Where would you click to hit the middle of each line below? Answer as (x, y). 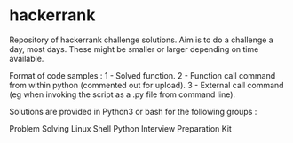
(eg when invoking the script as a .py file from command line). (123, 94)
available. (27, 58)
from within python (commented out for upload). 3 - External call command (146, 85)
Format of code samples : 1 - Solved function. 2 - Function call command (143, 75)
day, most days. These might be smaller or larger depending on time (134, 49)
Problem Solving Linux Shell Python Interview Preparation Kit (121, 128)
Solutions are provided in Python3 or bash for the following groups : (133, 111)
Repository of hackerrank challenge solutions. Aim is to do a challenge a (141, 40)
